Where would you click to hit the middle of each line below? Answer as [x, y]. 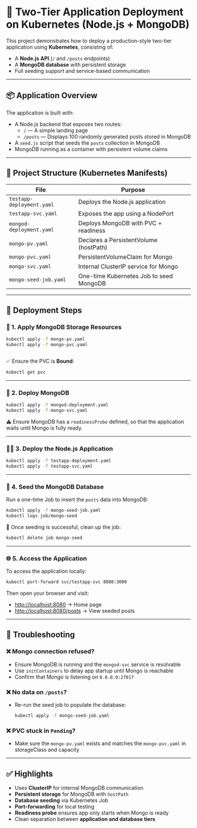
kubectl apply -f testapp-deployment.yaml [59, 461]
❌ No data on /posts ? [37, 692]
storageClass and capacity [47, 750]
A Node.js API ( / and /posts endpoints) [62, 58]
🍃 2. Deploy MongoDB [38, 393]
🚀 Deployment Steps [44, 310]
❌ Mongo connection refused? [50, 652]
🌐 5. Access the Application [47, 558]
